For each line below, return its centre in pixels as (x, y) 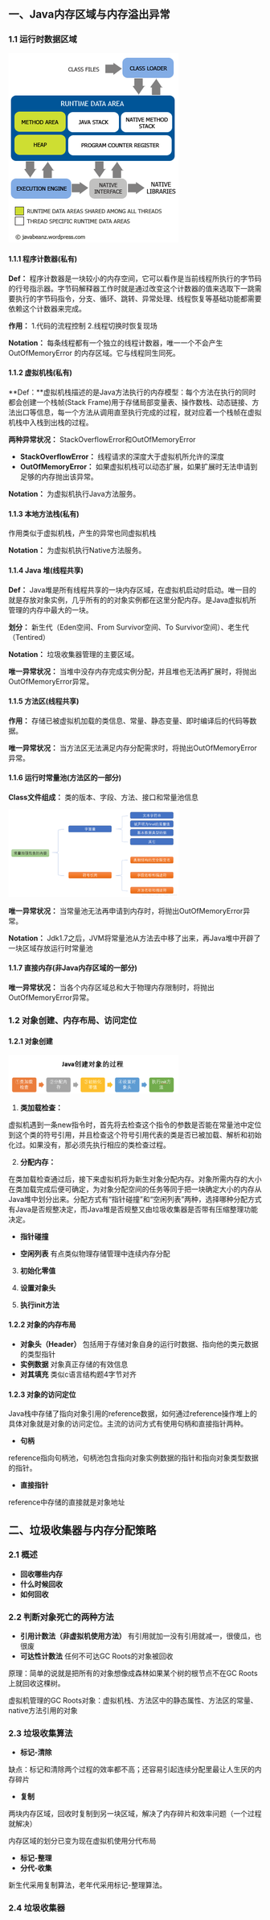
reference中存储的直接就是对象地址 (67, 1502)
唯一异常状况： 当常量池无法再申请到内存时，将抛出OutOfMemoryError (126, 910)
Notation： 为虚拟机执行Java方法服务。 (74, 494)
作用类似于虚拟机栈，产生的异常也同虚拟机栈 (82, 533)
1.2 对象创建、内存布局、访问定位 (73, 1020)
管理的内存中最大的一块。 (51, 609)
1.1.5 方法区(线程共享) (44, 701)
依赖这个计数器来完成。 (47, 308)
